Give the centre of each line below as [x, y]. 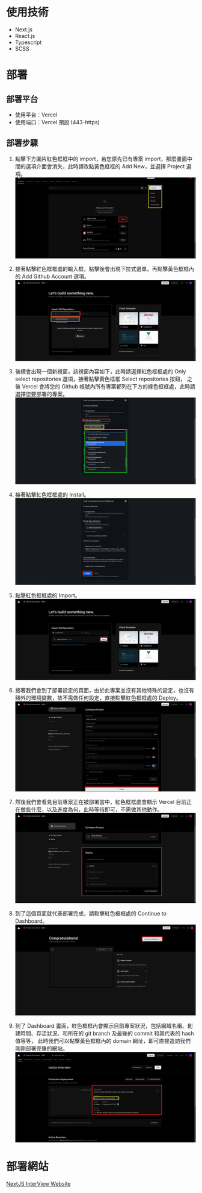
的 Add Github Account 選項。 [52, 277]
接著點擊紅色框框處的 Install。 [52, 495]
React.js [25, 36]
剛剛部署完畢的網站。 [41, 1048]
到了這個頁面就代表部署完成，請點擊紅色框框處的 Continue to [91, 914]
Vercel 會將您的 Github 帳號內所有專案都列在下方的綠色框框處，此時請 [109, 387]
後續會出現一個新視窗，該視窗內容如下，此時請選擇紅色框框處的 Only [100, 372]
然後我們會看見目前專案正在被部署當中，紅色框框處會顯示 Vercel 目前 [101, 802]
